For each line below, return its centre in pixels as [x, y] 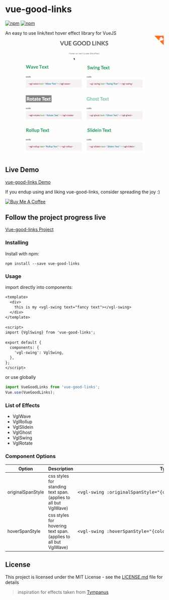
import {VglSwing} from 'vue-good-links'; [50, 333]
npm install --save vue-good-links [43, 264]
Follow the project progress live [56, 217]
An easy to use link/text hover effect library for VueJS [61, 33]
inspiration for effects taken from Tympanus [63, 592]
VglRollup [22, 422]
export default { [23, 343]
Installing [17, 242]
